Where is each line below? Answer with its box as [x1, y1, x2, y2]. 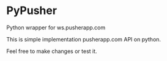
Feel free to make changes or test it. [6, 47, 97, 55]
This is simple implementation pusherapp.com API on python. [6, 35, 161, 43]
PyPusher [6, 4, 57, 18]
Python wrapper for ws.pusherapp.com [6, 24, 106, 31]
